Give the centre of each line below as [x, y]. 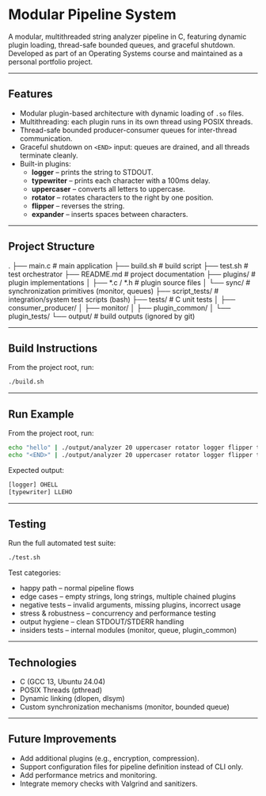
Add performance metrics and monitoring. [88, 775]
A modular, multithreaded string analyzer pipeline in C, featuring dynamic [127, 36]
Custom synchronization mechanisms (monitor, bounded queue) [124, 707]
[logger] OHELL [33, 485]
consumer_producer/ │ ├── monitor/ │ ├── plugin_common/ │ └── [120, 307]
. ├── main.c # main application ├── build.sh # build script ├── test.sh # [128, 265]
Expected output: [36, 470]
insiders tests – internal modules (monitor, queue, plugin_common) [128, 630]
